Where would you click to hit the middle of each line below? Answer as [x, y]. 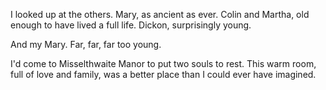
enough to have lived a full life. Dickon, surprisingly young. [131, 25]
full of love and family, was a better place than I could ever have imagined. [163, 74]
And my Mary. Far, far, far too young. [86, 44]
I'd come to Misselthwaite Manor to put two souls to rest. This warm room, [163, 63]
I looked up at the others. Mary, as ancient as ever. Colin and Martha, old [160, 14]
